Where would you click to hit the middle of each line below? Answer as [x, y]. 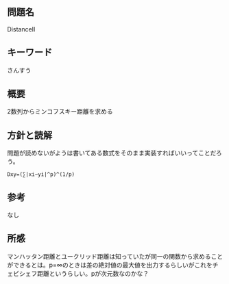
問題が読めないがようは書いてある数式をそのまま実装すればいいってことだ [111, 153]
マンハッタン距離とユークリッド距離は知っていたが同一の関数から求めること [115, 256]
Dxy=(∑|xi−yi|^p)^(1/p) [41, 175]
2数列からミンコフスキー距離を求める [60, 112]
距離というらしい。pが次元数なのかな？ [93, 273]
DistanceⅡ [21, 29]
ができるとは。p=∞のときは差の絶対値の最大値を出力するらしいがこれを [110, 265]
